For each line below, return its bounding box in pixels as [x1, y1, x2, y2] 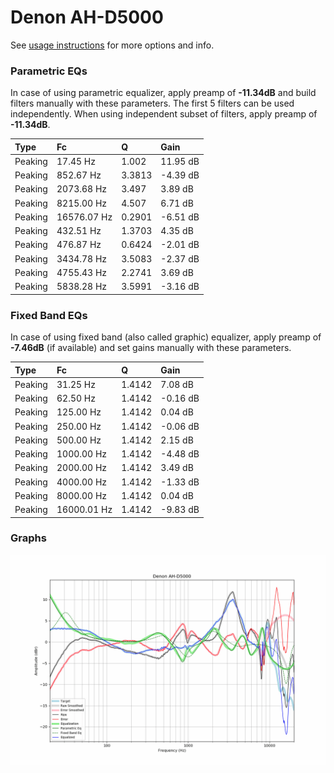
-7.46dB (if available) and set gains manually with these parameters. [10, 342, 292, 354]
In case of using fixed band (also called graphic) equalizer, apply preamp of [10, 331, 322, 343]
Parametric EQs [10, 64, 88, 78]
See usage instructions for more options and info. [10, 39, 215, 51]
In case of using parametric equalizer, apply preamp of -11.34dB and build [10, 87, 317, 99]
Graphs [10, 531, 47, 545]
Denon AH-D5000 [10, 6, 164, 29]
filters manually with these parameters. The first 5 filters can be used [10, 97, 295, 110]
